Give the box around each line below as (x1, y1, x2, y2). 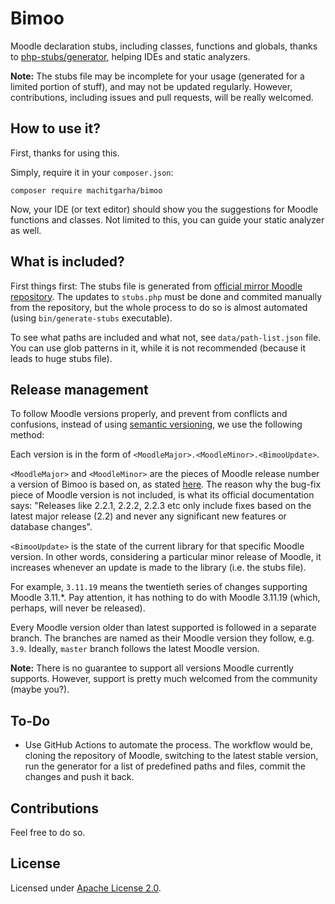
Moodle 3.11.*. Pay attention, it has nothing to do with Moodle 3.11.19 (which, (10, 592, 321, 604)
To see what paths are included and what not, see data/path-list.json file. (10, 331, 322, 343)
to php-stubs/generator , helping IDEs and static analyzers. (10, 50, 251, 62)
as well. (10, 224, 42, 236)
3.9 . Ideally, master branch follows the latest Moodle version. (10, 643, 260, 655)
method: (10, 429, 45, 441)
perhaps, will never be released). (10, 602, 146, 614)
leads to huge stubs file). (10, 352, 113, 364)
